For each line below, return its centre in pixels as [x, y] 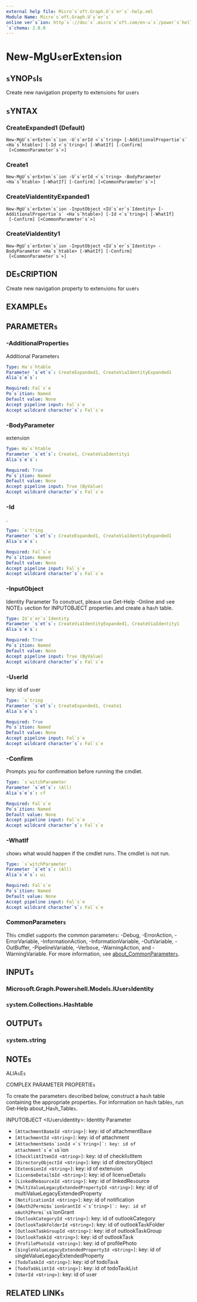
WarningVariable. [27, 954]
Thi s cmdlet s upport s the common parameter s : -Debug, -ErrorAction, [90, 935]
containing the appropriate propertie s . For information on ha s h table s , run [95, 1102]
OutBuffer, [18, 947]
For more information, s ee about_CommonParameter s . [114, 954]
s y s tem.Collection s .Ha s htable [50, 1005]
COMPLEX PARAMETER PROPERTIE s [51, 1085]
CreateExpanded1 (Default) [45, 128]
